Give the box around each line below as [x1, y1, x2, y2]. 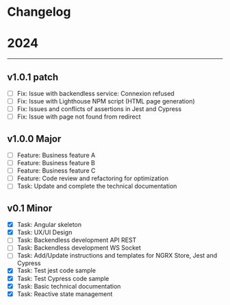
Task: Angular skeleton [16, 221, 82, 229]
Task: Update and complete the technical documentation [16, 182, 177, 191]
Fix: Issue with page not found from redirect [16, 112, 142, 121]
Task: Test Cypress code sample [16, 274, 110, 282]
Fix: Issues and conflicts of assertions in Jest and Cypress [16, 105, 182, 113]
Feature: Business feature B [16, 159, 96, 167]
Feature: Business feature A [16, 151, 96, 159]
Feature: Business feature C [16, 167, 96, 175]
